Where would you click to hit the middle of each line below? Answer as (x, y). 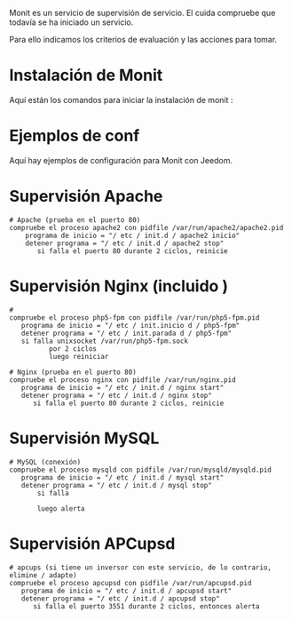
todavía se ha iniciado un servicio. (71, 22)
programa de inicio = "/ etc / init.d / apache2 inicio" (133, 235)
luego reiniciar (79, 356)
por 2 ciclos (73, 349)
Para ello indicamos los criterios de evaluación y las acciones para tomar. (143, 40)
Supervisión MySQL (84, 438)
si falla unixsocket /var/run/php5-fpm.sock (105, 341)
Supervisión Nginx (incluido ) (119, 286)
